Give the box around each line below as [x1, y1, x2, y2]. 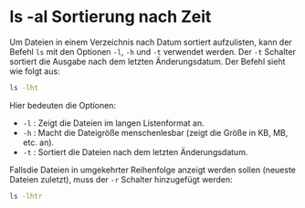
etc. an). [22, 137, 55, 148]
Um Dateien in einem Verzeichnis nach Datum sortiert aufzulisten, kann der [9, 36, 292, 47]
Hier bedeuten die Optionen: [9, 99, 117, 110]
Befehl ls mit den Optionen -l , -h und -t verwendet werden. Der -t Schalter [9, 46, 297, 57]
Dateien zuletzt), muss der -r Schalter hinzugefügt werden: [9, 173, 233, 184]
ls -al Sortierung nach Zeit [9, 6, 212, 27]
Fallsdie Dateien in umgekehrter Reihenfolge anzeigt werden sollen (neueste [9, 164, 297, 175]
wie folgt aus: [9, 66, 61, 77]
